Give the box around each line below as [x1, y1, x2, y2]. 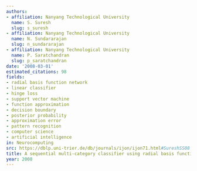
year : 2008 [6, 156, 33, 162]
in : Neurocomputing [6, 139, 54, 146]
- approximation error [6, 118, 62, 124]
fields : [6, 74, 25, 80]
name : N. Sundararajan [11, 36, 67, 42]
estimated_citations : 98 [6, 69, 67, 75]
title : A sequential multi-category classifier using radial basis [6, 150, 175, 156]
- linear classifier [6, 85, 57, 91]
